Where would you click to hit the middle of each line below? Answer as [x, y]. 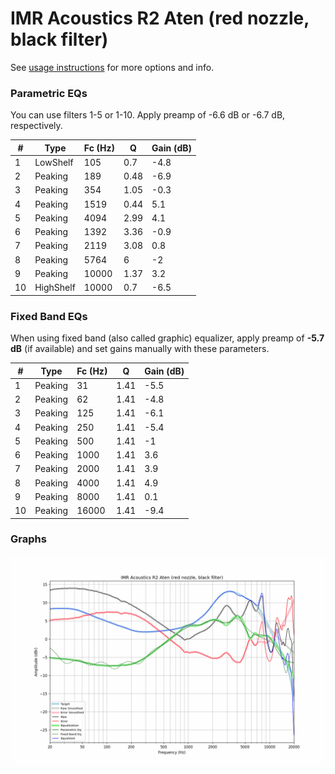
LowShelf [54, 162]
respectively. [36, 126]
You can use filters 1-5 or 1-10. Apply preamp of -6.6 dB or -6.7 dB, [148, 115]
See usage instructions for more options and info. [112, 67]
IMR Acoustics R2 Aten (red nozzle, [160, 18]
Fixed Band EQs [49, 316]
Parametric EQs [49, 93]
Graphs [28, 539]
